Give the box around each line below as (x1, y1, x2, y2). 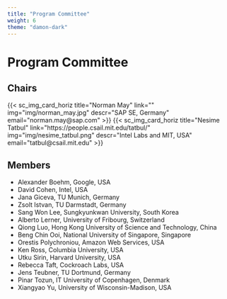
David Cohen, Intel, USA (17, 186, 88, 194)
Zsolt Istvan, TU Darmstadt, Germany (17, 201, 127, 209)
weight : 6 (7, 17, 37, 24)
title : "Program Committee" (7, 10, 91, 18)
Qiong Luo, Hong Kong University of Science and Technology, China (17, 223, 217, 232)
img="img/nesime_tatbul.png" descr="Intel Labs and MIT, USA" (7, 131, 192, 140)
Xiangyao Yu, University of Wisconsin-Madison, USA (17, 283, 172, 292)
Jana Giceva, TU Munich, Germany (17, 193, 120, 202)
